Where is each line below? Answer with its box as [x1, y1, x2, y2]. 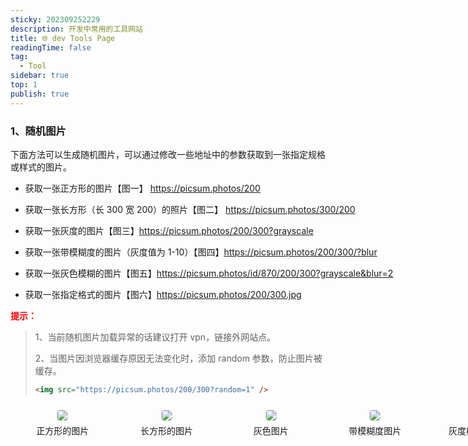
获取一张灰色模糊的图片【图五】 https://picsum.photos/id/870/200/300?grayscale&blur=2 [24, 267, 394, 279]
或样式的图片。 [10, 161, 72, 173]
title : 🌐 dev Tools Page [10, 33, 116, 43]
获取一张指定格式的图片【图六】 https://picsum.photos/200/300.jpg [24, 288, 302, 300]
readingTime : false [10, 42, 92, 53]
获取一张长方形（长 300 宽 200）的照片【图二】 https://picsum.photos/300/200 [24, 203, 356, 215]
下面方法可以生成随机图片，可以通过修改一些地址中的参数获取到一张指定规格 [10, 148, 326, 160]
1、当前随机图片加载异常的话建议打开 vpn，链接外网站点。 [34, 331, 277, 343]
